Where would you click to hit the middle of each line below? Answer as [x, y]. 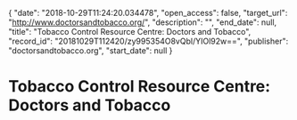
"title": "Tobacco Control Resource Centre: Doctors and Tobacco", [130, 32]
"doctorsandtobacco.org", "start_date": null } [91, 51]
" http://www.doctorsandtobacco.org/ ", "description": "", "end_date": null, [143, 22]
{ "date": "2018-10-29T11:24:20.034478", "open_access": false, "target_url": [148, 13]
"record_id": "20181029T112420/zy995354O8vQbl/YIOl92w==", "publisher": [148, 41]
